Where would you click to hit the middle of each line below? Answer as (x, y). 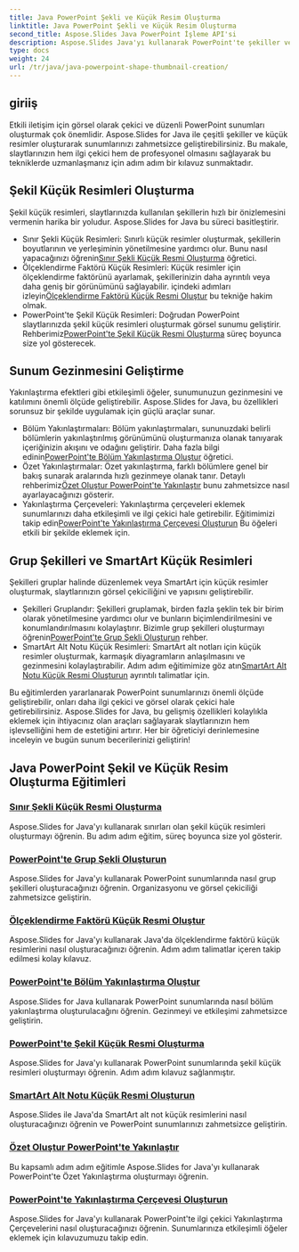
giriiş (24, 103)
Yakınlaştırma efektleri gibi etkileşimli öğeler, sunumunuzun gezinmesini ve (146, 392)
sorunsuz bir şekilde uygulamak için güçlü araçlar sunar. (112, 412)
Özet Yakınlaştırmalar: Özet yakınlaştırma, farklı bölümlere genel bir (145, 466)
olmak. (34, 305)
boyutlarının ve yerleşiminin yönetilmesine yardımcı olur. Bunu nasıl (145, 248)
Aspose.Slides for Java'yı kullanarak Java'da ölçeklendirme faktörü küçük (145, 940)
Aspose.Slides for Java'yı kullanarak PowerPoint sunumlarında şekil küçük (145, 1063)
